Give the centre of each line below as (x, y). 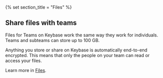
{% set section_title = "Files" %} (39, 7)
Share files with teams (41, 23)
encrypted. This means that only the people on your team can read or (77, 55)
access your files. (23, 60)
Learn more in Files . (26, 70)
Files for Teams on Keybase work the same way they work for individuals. (82, 35)
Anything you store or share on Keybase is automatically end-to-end (76, 50)
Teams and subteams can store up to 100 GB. (52, 40)
